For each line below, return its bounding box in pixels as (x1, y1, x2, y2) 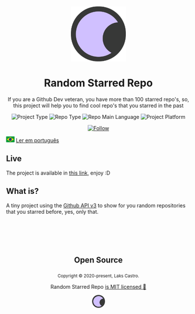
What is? (6, 186, 39, 196)
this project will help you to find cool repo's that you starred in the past (13, 102, 184, 109)
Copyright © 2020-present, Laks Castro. (57, 273, 139, 279)
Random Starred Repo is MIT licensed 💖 (50, 284, 146, 291)
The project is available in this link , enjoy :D (6, 169, 110, 176)
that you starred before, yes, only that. (6, 208, 98, 215)
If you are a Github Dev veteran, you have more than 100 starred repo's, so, (8, 95, 189, 103)
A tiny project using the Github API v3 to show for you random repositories (6, 202, 186, 209)
